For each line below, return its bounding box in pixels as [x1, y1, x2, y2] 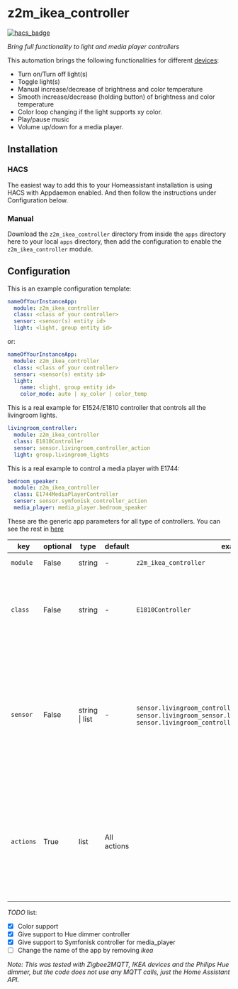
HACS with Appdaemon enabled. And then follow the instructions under [7, 188, 217, 197]
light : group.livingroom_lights [13, 451, 110, 458]
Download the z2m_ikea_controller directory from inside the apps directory [7, 229, 227, 238]
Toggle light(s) [17, 77, 60, 86]
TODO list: [7, 908, 38, 917]
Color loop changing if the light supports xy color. [17, 107, 163, 116]
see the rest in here [7, 524, 64, 533]
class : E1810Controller [13, 438, 84, 445]
